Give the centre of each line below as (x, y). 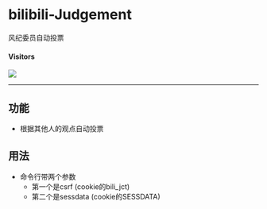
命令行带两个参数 (48, 176)
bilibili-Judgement (70, 15)
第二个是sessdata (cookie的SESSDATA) (96, 196)
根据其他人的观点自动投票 (62, 128)
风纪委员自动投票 (36, 37)
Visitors (21, 56)
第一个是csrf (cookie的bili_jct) (81, 186)
